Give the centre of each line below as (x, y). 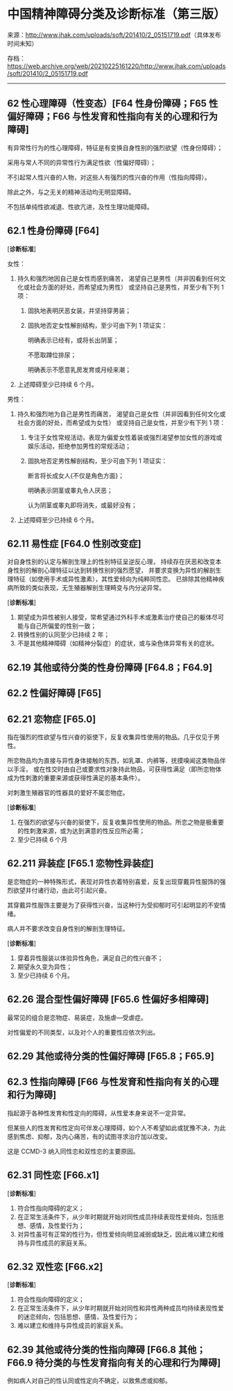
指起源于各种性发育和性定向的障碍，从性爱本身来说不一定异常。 (98, 1113)
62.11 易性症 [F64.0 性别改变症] (74, 544)
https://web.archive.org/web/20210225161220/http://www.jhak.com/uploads (116, 66)
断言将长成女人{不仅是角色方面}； (76, 475)
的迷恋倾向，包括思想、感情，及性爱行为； (78, 1317)
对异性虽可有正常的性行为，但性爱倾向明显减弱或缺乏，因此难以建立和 (118, 1234)
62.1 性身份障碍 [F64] (53, 231)
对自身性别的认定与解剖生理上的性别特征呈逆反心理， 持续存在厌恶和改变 (111, 562)
